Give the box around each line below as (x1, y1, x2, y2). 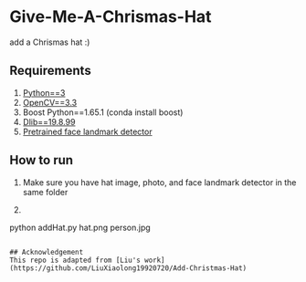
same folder (22, 186, 69, 197)
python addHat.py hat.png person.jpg (9, 222, 151, 233)
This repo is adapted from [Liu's (9, 256, 142, 265)
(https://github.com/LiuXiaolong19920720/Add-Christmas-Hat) (9, 263, 248, 273)
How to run (9, 152, 74, 168)
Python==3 (22, 87, 66, 98)
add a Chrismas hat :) (9, 37, 90, 47)
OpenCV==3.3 (22, 97, 78, 108)
